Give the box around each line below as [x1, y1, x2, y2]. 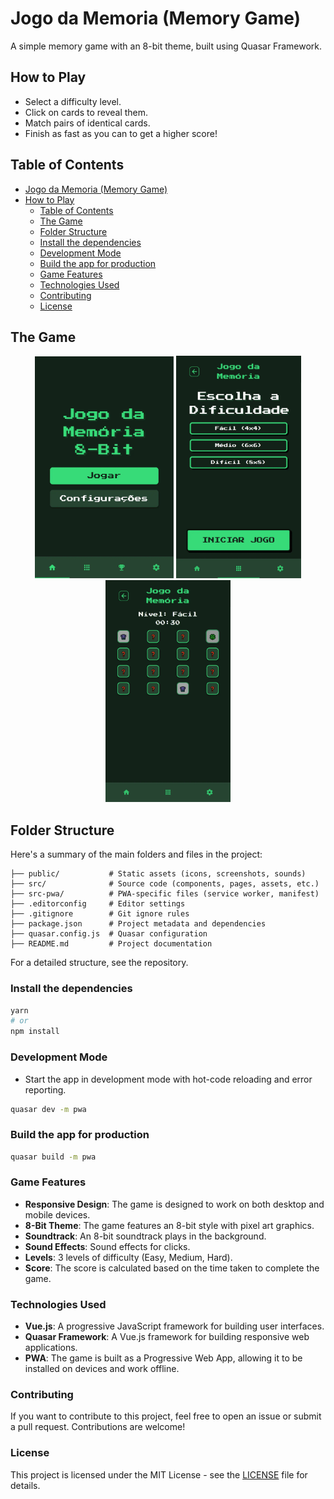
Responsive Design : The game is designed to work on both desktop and [24, 1198, 325, 1210]
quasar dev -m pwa [10, 1104, 87, 1114]
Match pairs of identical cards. [24, 117, 151, 129]
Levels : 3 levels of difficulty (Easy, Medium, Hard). [24, 1251, 233, 1263]
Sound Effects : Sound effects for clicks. [24, 1240, 191, 1252]
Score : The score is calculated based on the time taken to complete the [24, 1262, 320, 1274]
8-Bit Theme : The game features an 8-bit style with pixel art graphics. [24, 1219, 315, 1231]
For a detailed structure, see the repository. [10, 957, 189, 969]
